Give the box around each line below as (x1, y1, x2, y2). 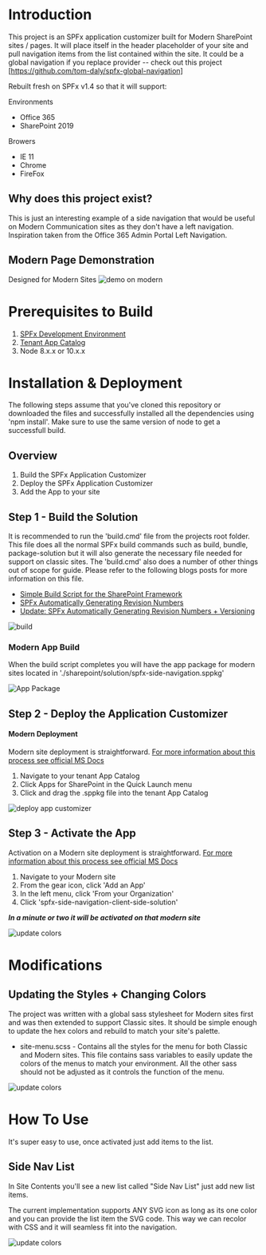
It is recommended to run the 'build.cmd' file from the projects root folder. (8, 531, 251, 541)
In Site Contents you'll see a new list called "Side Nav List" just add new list (8, 1181, 255, 1191)
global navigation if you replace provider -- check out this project (8, 58, 223, 67)
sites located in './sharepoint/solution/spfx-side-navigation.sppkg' (8, 669, 225, 678)
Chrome (19, 160, 47, 169)
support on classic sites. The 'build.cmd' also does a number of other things (8, 557, 259, 566)
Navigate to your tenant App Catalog (19, 771, 140, 780)
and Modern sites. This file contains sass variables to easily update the (19, 1050, 253, 1059)
